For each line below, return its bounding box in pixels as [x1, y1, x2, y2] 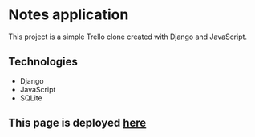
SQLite [19, 93, 42, 103]
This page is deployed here [8, 116, 147, 130]
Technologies [8, 55, 79, 68]
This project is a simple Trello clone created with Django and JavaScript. [8, 32, 247, 41]
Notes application [8, 6, 129, 24]
